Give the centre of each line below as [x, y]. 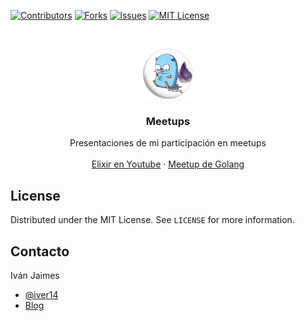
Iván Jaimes [35, 275]
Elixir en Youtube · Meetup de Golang [168, 164]
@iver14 [41, 294]
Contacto [40, 251]
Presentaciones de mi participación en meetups [168, 143]
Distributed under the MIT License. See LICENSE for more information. [152, 220]
